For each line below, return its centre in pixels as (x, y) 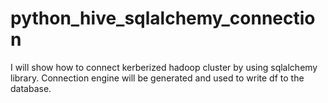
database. (31, 88)
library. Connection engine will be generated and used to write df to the (157, 78)
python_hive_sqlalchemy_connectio (163, 18)
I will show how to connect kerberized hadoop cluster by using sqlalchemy (164, 67)
